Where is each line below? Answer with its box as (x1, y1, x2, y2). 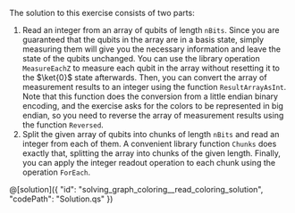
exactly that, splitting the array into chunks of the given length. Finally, (21, 148, 282, 159)
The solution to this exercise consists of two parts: (9, 8, 195, 18)
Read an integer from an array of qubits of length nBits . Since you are (21, 25, 280, 35)
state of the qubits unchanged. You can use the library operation (21, 53, 261, 63)
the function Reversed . (21, 119, 105, 130)
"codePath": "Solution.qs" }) (9, 193, 114, 204)
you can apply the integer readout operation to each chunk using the (21, 158, 275, 168)
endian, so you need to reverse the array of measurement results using (21, 111, 284, 120)
